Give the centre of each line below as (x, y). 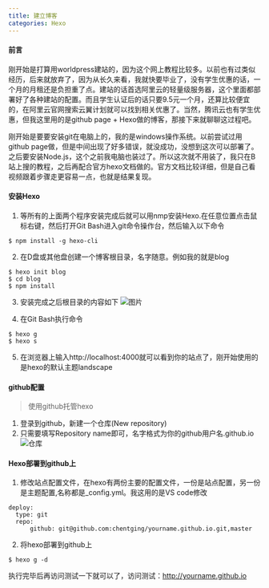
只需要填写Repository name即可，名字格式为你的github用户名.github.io (137, 433)
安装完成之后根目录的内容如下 (69, 302)
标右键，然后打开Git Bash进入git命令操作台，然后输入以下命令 (122, 225)
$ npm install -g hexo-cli (53, 241)
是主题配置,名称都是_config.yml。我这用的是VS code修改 (114, 493)
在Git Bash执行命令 (51, 318)
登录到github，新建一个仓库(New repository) (93, 424)
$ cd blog (25, 279)
